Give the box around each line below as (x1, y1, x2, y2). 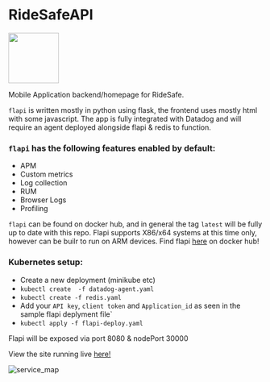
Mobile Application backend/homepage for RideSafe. (8, 89, 185, 99)
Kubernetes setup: (8, 256, 83, 268)
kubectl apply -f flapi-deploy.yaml (19, 319, 143, 327)
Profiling (19, 204, 48, 214)
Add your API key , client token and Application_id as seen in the (19, 301, 241, 310)
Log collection (19, 178, 68, 188)
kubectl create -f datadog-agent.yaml (19, 284, 155, 293)
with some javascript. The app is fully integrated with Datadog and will (8, 114, 242, 123)
